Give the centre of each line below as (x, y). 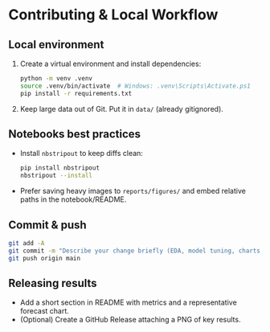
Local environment (56, 45)
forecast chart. (45, 311)
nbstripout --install (56, 176)
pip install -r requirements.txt (76, 93)
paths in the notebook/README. (73, 199)
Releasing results (53, 283)
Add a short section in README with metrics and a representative (128, 302)
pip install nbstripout (60, 168)
